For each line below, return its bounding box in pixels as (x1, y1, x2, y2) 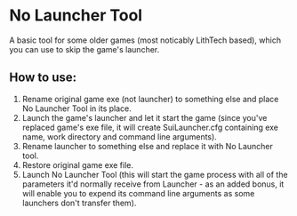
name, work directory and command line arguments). (21, 131, 218, 142)
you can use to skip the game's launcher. (9, 44, 160, 54)
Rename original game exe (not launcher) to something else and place (21, 93, 279, 104)
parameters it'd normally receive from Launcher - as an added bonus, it (21, 179, 285, 189)
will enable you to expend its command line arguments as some (21, 188, 255, 198)
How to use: (9, 70, 77, 85)
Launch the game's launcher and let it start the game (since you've (21, 112, 268, 123)
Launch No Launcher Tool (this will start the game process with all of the (21, 169, 288, 180)
